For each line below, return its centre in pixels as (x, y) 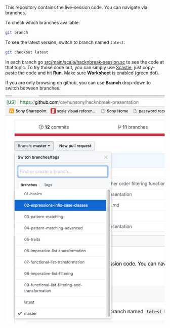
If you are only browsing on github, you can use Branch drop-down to (78, 82)
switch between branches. (33, 88)
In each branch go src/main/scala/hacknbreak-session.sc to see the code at (85, 62)
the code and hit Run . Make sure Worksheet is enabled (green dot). (89, 73)
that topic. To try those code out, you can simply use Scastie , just (73, 67)
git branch (17, 33)
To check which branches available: (42, 23)
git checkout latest (27, 52)
